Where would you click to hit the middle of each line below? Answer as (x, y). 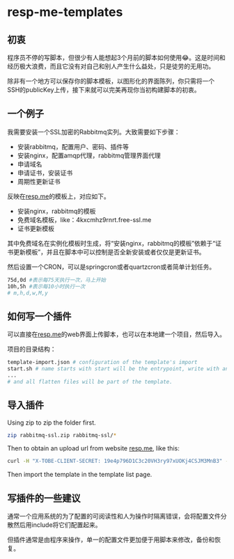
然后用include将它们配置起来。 (57, 525)
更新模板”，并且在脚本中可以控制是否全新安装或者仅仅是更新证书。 (109, 252)
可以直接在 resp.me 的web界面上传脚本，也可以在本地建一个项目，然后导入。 (117, 334)
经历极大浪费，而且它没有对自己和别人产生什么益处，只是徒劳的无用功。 (111, 66)
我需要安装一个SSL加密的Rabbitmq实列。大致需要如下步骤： (94, 132)
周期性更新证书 (39, 181)
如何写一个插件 (39, 316)
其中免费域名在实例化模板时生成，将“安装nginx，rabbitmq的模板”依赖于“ (111, 243)
